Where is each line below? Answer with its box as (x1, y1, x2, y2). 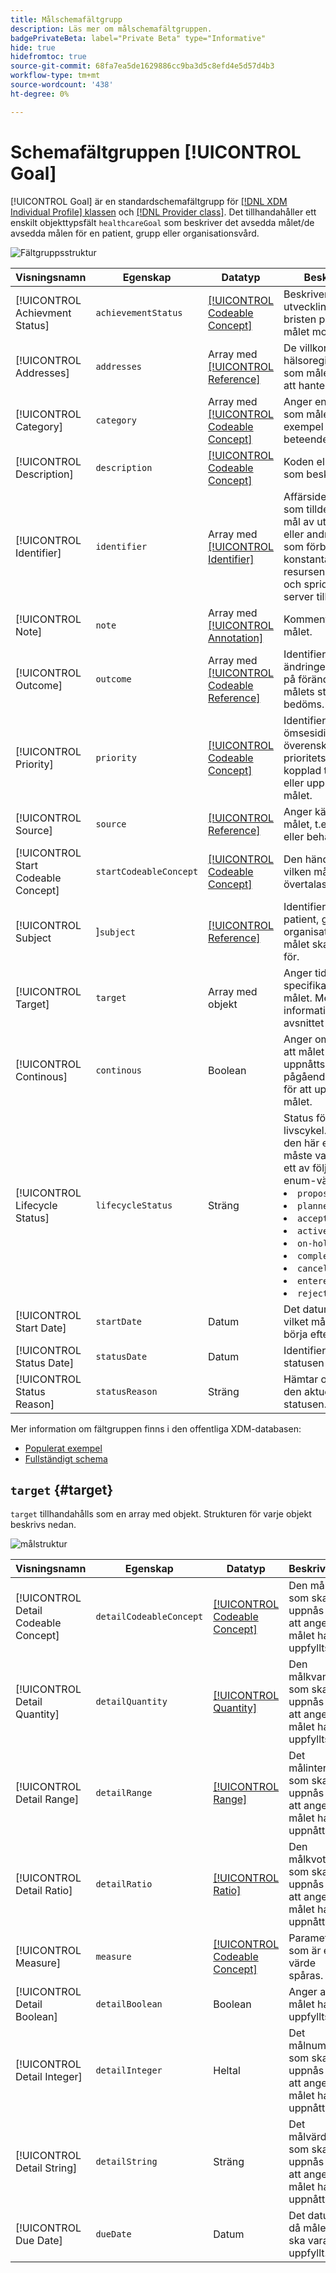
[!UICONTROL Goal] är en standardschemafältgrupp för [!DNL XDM (10, 195, 288, 207)
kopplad (283, 763, 322, 777)
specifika (283, 978, 327, 992)
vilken (283, 864, 312, 878)
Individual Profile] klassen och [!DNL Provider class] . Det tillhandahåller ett (10, 206, 317, 218)
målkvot (288, 1852, 327, 1866)
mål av (283, 514, 315, 528)
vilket (283, 1314, 309, 1328)
